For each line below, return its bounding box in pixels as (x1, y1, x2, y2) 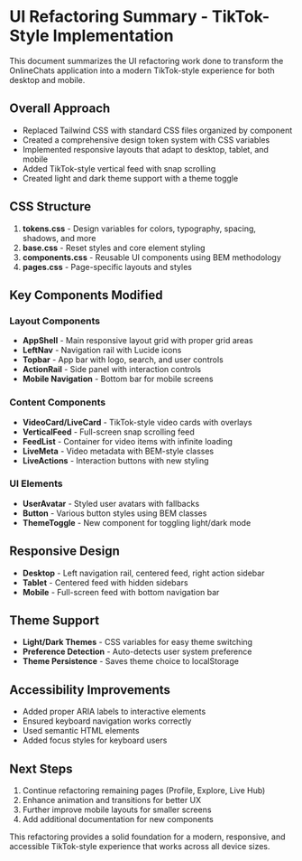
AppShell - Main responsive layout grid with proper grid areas (22, 335, 254, 346)
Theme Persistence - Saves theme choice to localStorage (22, 656, 239, 667)
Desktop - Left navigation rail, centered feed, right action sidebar (22, 567, 265, 578)
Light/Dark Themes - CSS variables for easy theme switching (22, 637, 253, 648)
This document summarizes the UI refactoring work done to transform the (9, 55, 284, 66)
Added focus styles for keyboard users (22, 735, 168, 746)
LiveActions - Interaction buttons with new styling (22, 454, 209, 466)
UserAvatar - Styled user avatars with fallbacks (22, 498, 200, 509)
